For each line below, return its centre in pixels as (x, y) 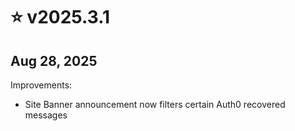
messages (46, 115)
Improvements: (41, 85)
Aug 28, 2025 (54, 60)
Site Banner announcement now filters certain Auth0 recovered (155, 104)
